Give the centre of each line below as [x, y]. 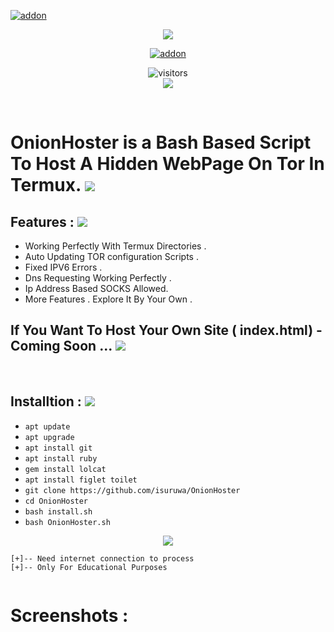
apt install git [58, 448]
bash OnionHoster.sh [67, 522]
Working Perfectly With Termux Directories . [115, 246]
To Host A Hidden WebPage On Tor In [167, 164]
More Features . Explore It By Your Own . [108, 299]
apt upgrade [49, 437]
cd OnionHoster [56, 501]
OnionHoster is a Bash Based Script [161, 142]
